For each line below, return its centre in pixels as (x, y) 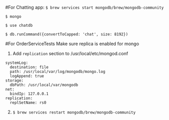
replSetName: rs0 (28, 103)
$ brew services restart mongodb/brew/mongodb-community (74, 112)
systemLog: (17, 63)
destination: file (29, 67)
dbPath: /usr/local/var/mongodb (44, 85)
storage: (14, 81)
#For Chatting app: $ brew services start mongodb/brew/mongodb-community (84, 7)
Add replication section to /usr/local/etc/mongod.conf (70, 53)
